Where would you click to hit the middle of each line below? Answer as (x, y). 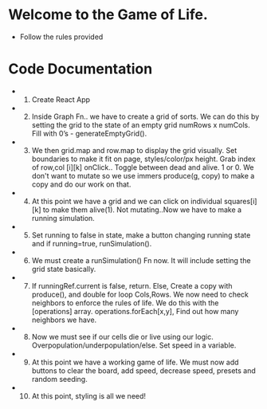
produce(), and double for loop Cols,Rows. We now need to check (140, 294)
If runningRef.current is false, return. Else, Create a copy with (132, 285)
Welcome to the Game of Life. (108, 15)
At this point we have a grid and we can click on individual (127, 201)
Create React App (61, 99)
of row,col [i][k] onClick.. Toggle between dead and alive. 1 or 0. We (143, 167)
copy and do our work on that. (81, 184)
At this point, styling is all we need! (88, 395)
